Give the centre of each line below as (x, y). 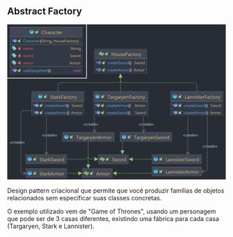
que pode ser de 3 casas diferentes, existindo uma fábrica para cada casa (113, 219)
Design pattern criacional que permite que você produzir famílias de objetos (116, 191)
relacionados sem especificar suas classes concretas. (85, 198)
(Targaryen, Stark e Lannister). (51, 226)
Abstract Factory (45, 11)
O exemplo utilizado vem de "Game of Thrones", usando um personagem (112, 211)
